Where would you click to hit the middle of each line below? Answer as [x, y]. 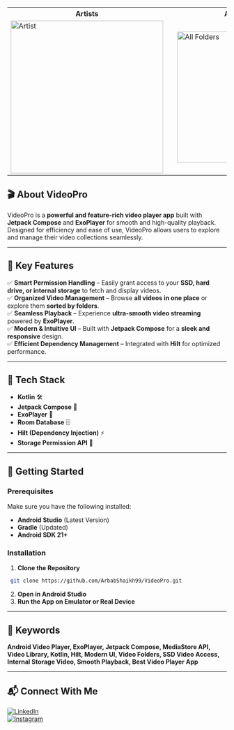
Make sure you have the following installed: [69, 507]
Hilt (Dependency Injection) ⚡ [61, 433]
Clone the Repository [48, 568]
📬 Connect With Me [53, 691]
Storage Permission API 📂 [55, 443]
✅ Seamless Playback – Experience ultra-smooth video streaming [104, 313]
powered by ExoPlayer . [41, 321]
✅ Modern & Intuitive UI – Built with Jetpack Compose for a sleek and [109, 328]
